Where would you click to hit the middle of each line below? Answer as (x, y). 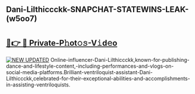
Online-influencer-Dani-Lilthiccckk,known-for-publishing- (120, 60)
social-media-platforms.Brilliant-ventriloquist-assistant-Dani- (79, 72)
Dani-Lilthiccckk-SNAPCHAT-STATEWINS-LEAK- (97, 10)
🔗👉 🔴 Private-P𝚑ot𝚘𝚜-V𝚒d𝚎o (62, 43)
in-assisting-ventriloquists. (38, 85)
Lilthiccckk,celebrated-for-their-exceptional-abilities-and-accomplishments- (98, 79)
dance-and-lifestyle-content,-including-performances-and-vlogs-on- (90, 66)
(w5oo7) (22, 19)
